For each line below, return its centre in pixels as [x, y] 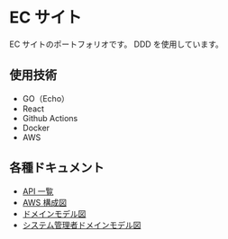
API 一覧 [38, 191]
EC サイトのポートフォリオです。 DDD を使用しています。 [116, 44]
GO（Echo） [46, 98]
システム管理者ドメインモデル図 [82, 225]
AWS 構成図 [45, 202]
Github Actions [50, 118]
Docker [36, 128]
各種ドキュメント [57, 168]
